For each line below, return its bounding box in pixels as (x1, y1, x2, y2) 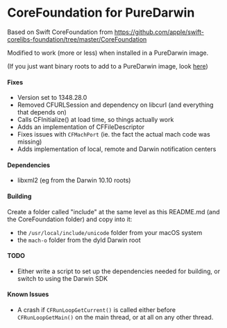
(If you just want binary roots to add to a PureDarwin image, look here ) (7, 62, 208, 70)
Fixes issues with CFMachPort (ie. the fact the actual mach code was (17, 130, 210, 139)
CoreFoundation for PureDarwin (7, 5, 195, 21)
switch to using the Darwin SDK (17, 274, 108, 282)
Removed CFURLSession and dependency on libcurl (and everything (17, 101, 214, 109)
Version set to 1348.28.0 (17, 94, 87, 102)
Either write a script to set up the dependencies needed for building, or (17, 267, 221, 275)
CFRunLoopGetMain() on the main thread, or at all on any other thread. (17, 313, 214, 321)
